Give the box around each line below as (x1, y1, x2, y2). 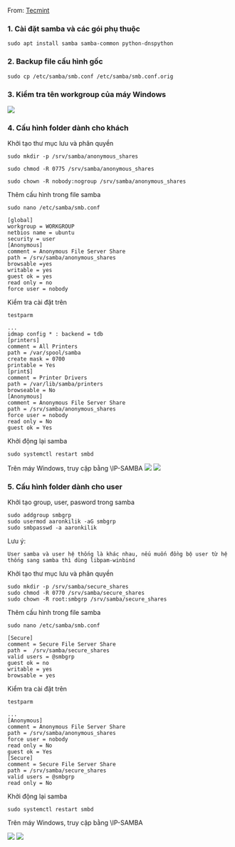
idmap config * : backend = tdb (7, 331, 103, 338)
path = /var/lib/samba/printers (7, 381, 103, 388)
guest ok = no (7, 660, 50, 667)
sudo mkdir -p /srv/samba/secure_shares (7, 583, 130, 591)
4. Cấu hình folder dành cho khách (7, 123, 129, 133)
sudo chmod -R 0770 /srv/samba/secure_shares (7, 589, 145, 597)
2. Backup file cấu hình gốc (7, 56, 103, 66)
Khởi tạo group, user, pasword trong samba (7, 498, 135, 506)
